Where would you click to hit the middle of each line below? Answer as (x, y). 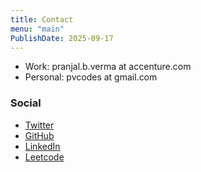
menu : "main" (37, 29)
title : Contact (42, 19)
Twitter (39, 125)
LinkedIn (42, 146)
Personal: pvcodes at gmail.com (91, 77)
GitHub (39, 135)
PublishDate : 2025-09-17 (62, 38)
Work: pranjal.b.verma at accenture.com (108, 67)
